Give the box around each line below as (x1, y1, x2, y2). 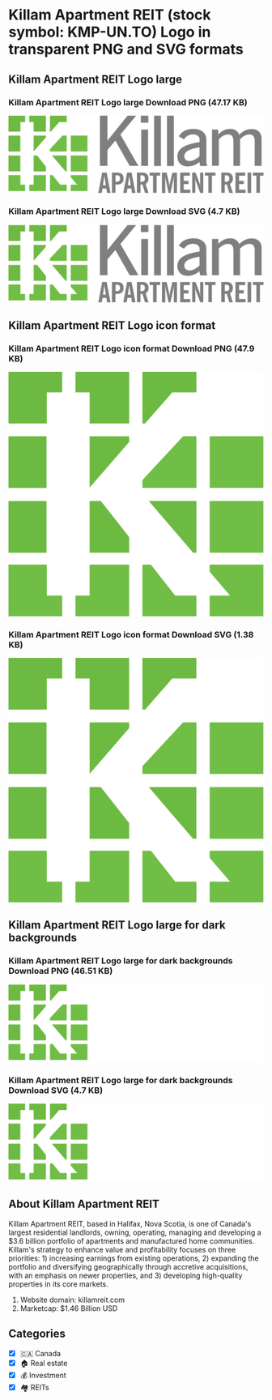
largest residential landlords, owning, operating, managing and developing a (8, 1227, 261, 1237)
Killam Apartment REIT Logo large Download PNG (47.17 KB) (8, 96, 249, 108)
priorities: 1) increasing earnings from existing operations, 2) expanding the (8, 1253, 259, 1263)
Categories (8, 1327, 66, 1341)
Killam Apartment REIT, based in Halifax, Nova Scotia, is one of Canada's (8, 1219, 252, 1228)
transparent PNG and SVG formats (8, 41, 244, 58)
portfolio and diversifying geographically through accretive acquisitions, (8, 1261, 249, 1271)
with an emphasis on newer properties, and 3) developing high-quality (8, 1270, 243, 1280)
